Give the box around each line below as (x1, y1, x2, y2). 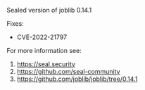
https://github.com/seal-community (16, 68, 120, 75)
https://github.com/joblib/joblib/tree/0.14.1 (16, 75, 138, 83)
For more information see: (6, 47, 82, 54)
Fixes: (6, 20, 24, 27)
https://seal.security (16, 60, 75, 68)
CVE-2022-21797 (16, 33, 68, 41)
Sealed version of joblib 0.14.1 (6, 6, 92, 14)
